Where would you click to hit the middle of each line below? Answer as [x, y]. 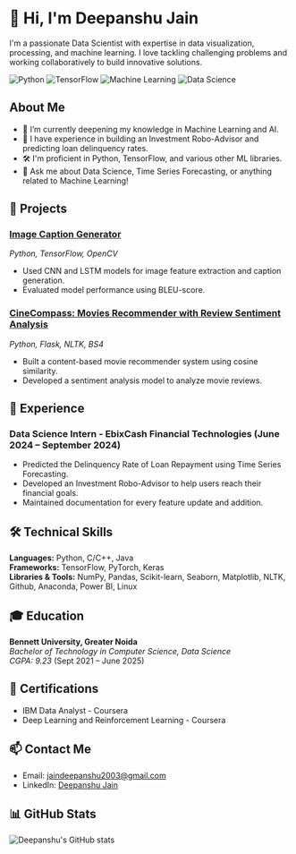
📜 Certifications [54, 689]
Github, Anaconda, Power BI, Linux [73, 586]
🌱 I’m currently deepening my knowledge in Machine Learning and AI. [150, 129]
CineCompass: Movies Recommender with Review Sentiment [145, 313]
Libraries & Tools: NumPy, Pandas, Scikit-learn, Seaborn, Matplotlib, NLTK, [148, 577]
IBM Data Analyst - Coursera [75, 710]
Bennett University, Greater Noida [74, 642]
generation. [43, 280]
